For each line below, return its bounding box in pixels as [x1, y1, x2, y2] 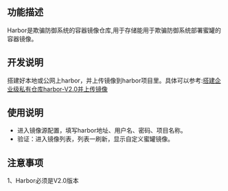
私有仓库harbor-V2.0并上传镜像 [19, 85, 108, 93]
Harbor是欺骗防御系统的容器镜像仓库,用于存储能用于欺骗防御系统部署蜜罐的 [7, 26, 222, 34]
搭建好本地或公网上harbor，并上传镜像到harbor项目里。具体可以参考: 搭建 [7, 76, 215, 85]
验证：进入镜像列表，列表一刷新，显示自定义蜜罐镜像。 [16, 135, 174, 143]
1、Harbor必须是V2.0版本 [7, 177, 79, 185]
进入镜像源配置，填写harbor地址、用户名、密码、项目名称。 [16, 126, 187, 135]
